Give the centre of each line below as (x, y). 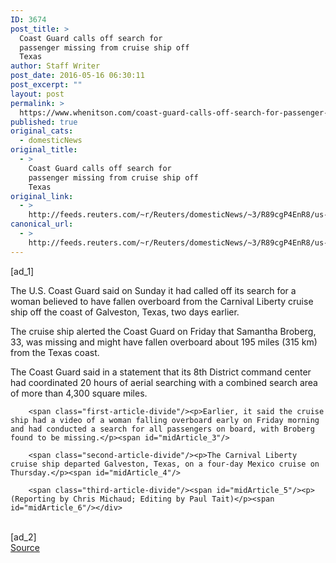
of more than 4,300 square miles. (79, 393)
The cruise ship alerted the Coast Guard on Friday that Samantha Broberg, (163, 331)
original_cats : (42, 131)
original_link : (42, 196)
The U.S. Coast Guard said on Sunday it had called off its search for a (153, 290)
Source (25, 547)
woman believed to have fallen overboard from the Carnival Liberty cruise (162, 301)
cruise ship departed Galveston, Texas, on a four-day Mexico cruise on (165, 464)
